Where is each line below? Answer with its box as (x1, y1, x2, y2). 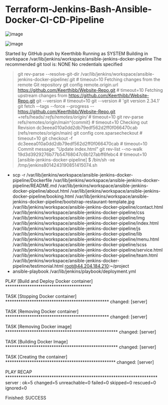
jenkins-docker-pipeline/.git (17, 76, 75, 82)
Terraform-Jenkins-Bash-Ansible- (5, 4, 152, 15)
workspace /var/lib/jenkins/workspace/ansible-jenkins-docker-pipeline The (5, 55, 162, 62)
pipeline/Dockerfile (12, 177, 52, 183)
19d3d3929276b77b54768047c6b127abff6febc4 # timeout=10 (17, 151, 147, 157)
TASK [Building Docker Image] (5, 338, 68, 344)
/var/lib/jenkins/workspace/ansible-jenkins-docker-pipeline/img (12, 214, 145, 220)
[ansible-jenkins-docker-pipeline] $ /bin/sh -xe (17, 156, 115, 162)
